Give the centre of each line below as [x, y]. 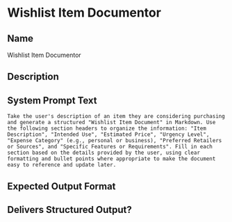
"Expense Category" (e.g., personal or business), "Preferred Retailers [115, 141]
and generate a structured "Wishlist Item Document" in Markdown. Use [111, 123]
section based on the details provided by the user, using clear [103, 153]
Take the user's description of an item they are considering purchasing [116, 117]
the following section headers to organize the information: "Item [107, 129]
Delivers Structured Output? [69, 210]
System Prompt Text [52, 100]
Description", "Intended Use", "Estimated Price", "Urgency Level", [108, 135]
